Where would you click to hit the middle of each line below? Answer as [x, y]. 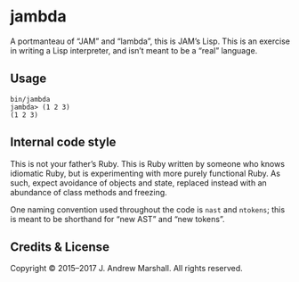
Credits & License [60, 247]
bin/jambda [30, 99]
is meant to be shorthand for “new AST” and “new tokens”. [117, 219]
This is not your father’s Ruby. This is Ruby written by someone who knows [148, 163]
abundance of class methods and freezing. [89, 192]
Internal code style [63, 142]
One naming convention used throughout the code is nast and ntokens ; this [148, 209]
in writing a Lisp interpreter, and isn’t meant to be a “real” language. [134, 50]
